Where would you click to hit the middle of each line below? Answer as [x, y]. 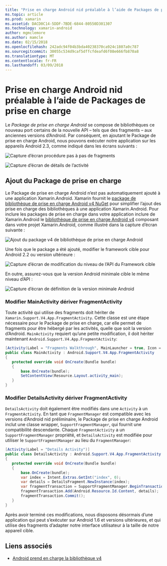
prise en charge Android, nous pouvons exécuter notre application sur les [81, 141]
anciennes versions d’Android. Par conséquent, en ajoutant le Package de [81, 135]
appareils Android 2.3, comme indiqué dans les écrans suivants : [71, 146]
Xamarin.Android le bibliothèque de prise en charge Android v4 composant [82, 219]
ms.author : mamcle [24, 38]
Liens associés [29, 546]
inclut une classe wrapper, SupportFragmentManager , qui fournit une [73, 425]
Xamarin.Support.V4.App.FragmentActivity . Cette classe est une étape [77, 318]
